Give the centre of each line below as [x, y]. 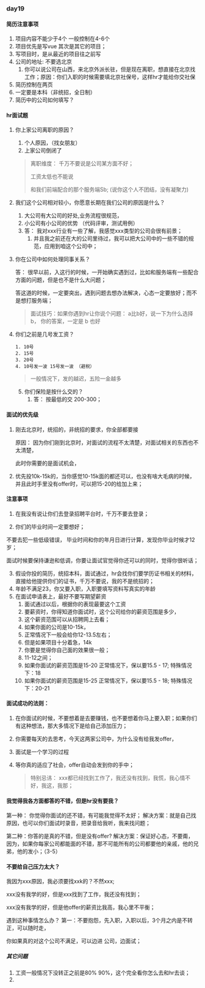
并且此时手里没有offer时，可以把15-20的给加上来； [79, 484]
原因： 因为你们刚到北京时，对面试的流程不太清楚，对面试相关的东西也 [104, 442]
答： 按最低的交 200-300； [68, 399]
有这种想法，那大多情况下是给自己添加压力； [71, 726]
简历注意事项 [22, 24]
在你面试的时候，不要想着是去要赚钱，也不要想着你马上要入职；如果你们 [106, 718]
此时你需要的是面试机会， [47, 463]
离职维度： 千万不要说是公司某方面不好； [82, 164]
